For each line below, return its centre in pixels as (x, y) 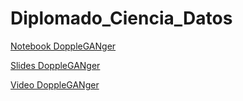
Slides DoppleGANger (55, 65)
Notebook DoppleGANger (63, 46)
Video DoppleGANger (55, 84)
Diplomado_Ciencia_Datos (121, 18)
